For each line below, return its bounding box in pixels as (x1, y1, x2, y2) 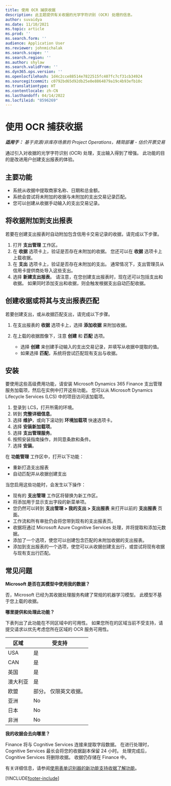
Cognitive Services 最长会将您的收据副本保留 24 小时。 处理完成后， (5, 748, 150, 754)
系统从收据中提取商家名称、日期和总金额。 (12, 187, 103, 193)
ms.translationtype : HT (5, 83, 56, 88)
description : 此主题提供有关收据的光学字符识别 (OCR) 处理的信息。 (5, 12, 135, 17)
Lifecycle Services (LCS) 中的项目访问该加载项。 (5, 394, 108, 400)
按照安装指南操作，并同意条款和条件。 (12, 436, 93, 442)
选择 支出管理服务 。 (12, 430, 55, 436)
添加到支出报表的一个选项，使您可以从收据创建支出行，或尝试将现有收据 (12, 543, 165, 550)
